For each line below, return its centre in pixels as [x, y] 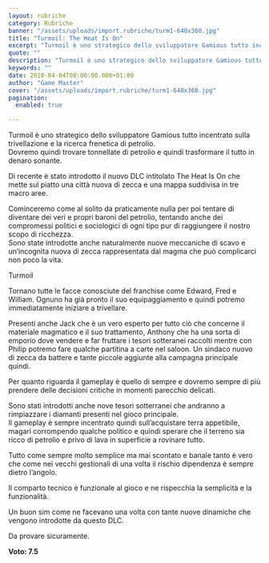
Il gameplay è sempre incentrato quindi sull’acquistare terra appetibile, [124, 423]
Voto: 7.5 [23, 552]
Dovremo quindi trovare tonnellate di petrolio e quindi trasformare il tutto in [131, 152]
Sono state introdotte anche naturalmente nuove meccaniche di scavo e [127, 243]
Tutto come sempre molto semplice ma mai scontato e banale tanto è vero [131, 456]
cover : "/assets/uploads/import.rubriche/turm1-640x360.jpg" [112, 90]
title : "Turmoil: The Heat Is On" [66, 38]
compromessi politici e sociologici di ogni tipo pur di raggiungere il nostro [129, 226]
